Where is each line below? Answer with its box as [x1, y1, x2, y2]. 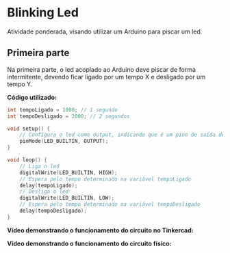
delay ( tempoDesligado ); [19, 207, 88, 214]
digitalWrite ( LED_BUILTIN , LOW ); [19, 195, 115, 202]
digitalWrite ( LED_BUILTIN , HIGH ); [19, 169, 118, 176]
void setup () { [7, 125, 51, 132]
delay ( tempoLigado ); [19, 182, 78, 189]
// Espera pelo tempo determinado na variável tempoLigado [19, 176, 192, 183]
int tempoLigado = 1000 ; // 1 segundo [7, 106, 118, 114]
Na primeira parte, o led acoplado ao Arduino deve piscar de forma [7, 65, 196, 73]
